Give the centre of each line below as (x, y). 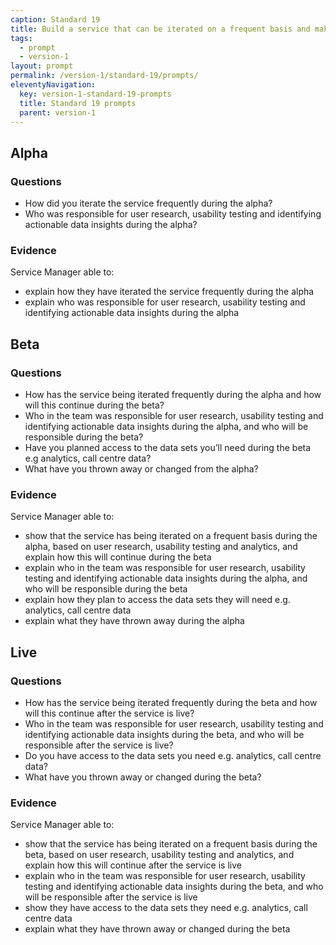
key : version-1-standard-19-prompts (95, 94)
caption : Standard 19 (55, 19)
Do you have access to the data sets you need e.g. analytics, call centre (173, 756)
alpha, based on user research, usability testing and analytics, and (161, 547)
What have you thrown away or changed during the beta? (143, 777)
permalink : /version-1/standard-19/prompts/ (104, 76)
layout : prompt (42, 66)
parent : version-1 (58, 112)
